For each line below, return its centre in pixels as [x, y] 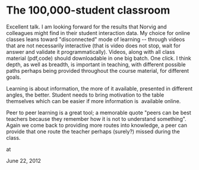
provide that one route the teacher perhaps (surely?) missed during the [93, 131]
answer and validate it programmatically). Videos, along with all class [91, 52]
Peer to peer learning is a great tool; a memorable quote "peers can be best [99, 113]
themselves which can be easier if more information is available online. [94, 101]
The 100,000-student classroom [88, 10]
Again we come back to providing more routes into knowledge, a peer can [97, 125]
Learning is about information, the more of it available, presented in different [99, 88]
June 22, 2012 [24, 161]
